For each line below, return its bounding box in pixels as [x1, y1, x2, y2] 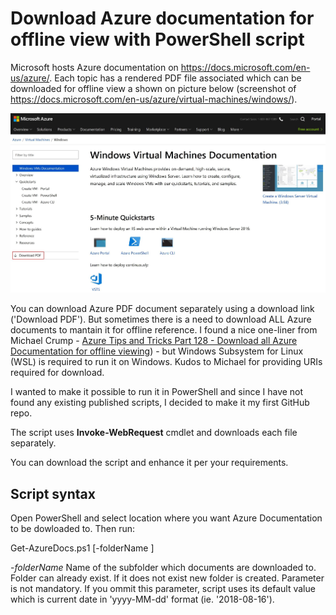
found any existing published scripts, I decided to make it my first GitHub [10, 397, 310, 409]
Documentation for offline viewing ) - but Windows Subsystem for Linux [10, 345, 304, 357]
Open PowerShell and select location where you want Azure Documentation [10, 512, 323, 524]
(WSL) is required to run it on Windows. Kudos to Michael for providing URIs [10, 356, 323, 368]
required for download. [10, 367, 105, 379]
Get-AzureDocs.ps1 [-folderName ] [10, 542, 155, 554]
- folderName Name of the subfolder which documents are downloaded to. [10, 561, 317, 573]
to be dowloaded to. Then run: [10, 522, 135, 534]
